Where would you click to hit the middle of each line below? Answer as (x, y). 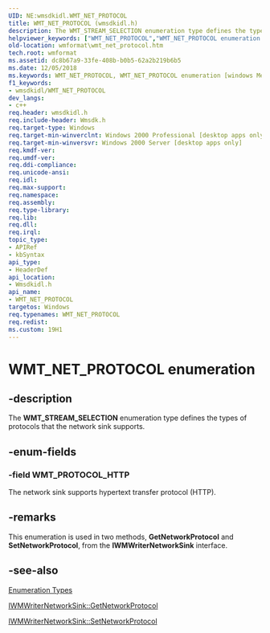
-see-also (33, 571)
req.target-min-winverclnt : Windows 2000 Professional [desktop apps (127, 135)
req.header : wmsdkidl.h (48, 113)
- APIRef (23, 247)
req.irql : (25, 233)
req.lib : (23, 218)
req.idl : (23, 180)
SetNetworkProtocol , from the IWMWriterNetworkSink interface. (118, 545)
